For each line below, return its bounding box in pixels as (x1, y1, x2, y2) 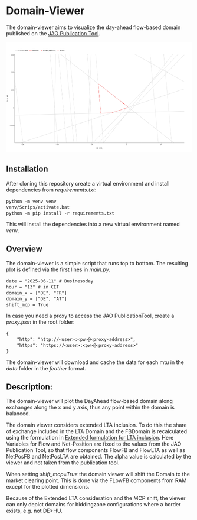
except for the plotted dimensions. (6, 483, 90, 490)
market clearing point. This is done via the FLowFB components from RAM (6, 477, 187, 484)
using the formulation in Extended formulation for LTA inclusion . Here (6, 434, 174, 441)
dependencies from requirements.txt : (6, 186, 97, 193)
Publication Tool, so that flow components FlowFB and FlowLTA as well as (6, 447, 186, 454)
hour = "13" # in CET (6, 284, 60, 290)
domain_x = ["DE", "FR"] (6, 290, 67, 296)
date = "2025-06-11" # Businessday (6, 278, 94, 284)
